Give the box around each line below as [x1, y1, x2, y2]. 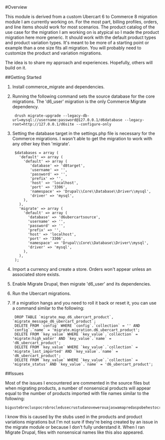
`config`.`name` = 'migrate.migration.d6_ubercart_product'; [12, 328, 140, 333]
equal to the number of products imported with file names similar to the [5, 390, 149, 396]
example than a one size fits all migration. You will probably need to [5, 45, 141, 51]
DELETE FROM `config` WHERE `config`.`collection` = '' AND [14, 323, 140, 328]
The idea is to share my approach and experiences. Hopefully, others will [5, 60, 153, 65]
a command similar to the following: [12, 305, 84, 311]
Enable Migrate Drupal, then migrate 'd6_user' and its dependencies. [12, 281, 151, 286]
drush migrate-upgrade [14, 113, 61, 118]
